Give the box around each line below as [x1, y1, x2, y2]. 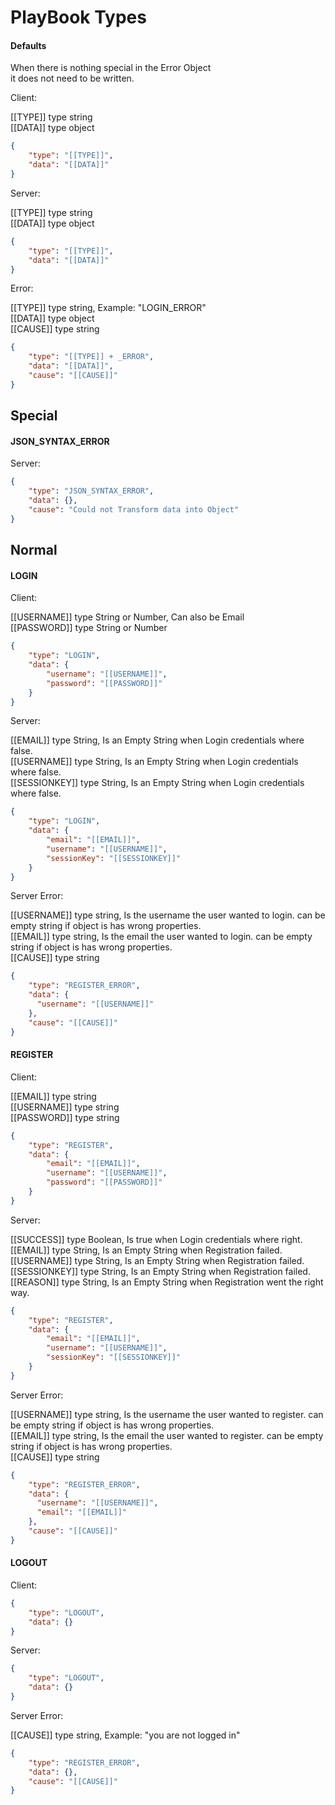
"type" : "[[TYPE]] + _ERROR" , [28, 352, 155, 362]
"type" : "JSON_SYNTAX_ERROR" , [28, 486, 155, 496]
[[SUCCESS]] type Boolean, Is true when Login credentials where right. [10, 1233, 303, 1245]
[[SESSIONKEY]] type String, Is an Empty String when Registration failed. [10, 1265, 311, 1277]
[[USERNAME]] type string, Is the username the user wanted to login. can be [10, 909, 326, 921]
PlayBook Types [10, 6, 147, 29]
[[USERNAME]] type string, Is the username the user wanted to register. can [10, 1408, 324, 1420]
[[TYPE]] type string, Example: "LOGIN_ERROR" [10, 302, 207, 314]
